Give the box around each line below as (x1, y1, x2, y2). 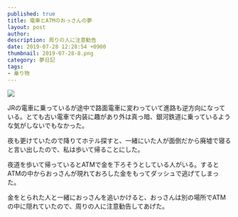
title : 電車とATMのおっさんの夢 (7, 17, 92, 24)
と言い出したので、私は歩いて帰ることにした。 (7, 145, 144, 153)
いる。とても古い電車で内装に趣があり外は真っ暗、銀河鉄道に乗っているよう (7, 112, 231, 121)
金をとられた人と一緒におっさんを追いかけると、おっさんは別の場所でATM (7, 193, 226, 201)
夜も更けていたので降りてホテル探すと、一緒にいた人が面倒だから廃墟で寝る (7, 136, 232, 145)
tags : (7, 63, 23, 70)
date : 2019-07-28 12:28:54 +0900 (7, 43, 107, 50)
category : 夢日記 (7, 57, 55, 64)
